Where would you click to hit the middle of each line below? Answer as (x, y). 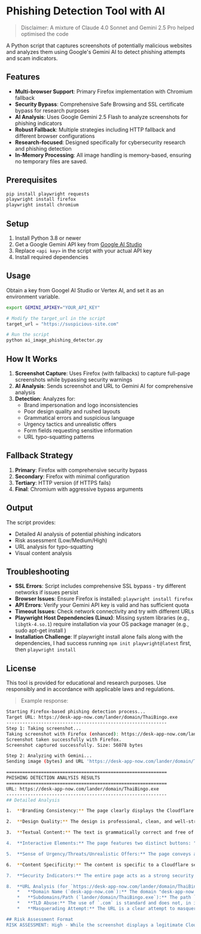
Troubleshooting (38, 572)
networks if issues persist (47, 593)
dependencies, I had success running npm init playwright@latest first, (103, 643)
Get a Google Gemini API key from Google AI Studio (78, 244)
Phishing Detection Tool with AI (86, 11)
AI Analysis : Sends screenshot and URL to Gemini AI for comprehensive (104, 386)
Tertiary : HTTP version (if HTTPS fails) (63, 483)
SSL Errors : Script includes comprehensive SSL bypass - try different (100, 586)
